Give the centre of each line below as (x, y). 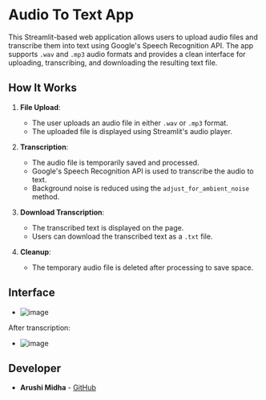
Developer (35, 368)
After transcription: (39, 328)
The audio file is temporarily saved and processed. (115, 162)
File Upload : (40, 107)
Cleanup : (35, 251)
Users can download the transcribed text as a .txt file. (122, 236)
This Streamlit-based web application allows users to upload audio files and (133, 37)
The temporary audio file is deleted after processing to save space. (143, 267)
